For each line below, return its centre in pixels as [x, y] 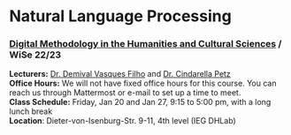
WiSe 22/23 [35, 55]
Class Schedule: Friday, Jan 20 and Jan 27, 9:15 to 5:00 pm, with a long [140, 102]
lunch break [31, 111]
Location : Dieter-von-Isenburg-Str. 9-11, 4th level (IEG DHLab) [123, 121]
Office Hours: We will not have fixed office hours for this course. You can [143, 83]
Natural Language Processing [120, 16]
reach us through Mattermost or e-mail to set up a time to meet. [125, 93]
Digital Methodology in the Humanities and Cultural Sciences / [145, 44]
